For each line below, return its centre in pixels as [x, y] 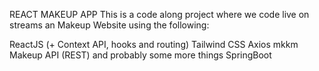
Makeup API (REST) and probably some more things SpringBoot [140, 55]
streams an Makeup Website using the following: [109, 25]
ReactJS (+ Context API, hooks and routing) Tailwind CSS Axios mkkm [154, 44]
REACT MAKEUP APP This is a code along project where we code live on [159, 14]
